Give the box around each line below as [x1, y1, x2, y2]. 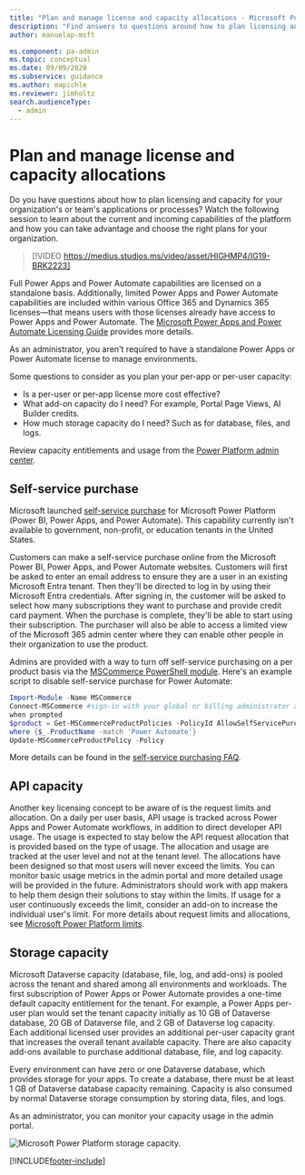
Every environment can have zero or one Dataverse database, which [9, 1064, 266, 1074]
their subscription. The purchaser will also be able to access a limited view [9, 619, 289, 630]
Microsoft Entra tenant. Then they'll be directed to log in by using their [9, 581, 271, 592]
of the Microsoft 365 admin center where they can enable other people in [9, 629, 284, 640]
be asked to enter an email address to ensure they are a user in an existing [9, 571, 289, 582]
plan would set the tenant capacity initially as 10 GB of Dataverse [28, 1008, 271, 1019]
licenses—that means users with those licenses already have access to [9, 306, 276, 318]
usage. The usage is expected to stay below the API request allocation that [9, 831, 290, 842]
